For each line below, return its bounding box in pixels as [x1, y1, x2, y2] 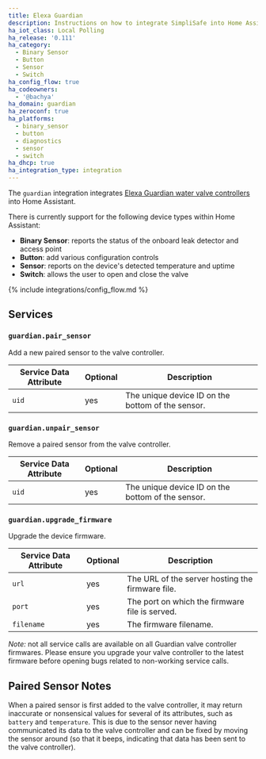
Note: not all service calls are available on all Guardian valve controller [8, 639, 237, 649]
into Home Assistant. [8, 197, 77, 206]
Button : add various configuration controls [19, 253, 159, 262]
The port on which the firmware [127, 596, 245, 608]
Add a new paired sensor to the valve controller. [8, 347, 165, 357]
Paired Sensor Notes [8, 679, 112, 692]
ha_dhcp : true [8, 159, 55, 167]
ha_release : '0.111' [8, 33, 77, 42]
